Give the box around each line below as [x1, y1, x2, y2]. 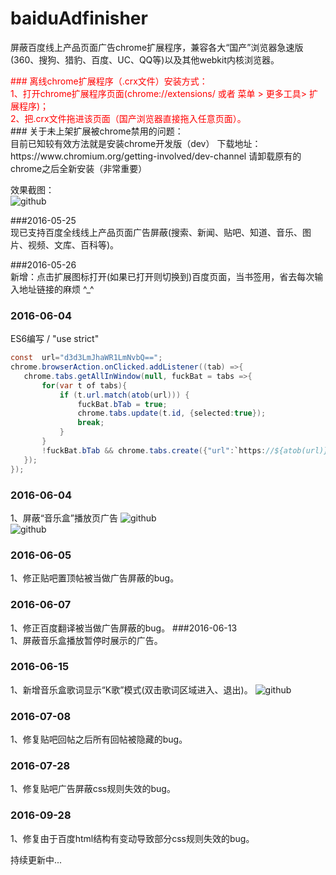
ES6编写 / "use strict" [10, 333, 100, 345]
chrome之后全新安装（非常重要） [10, 162, 148, 174]
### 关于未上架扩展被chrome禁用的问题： [10, 125, 184, 137]
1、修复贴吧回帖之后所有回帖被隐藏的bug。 [10, 733, 188, 746]
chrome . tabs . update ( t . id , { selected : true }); [77, 408, 267, 419]
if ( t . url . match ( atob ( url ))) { [59, 390, 190, 400]
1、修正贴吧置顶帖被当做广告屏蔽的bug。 [10, 572, 180, 584]
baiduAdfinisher [10, 7, 148, 30]
